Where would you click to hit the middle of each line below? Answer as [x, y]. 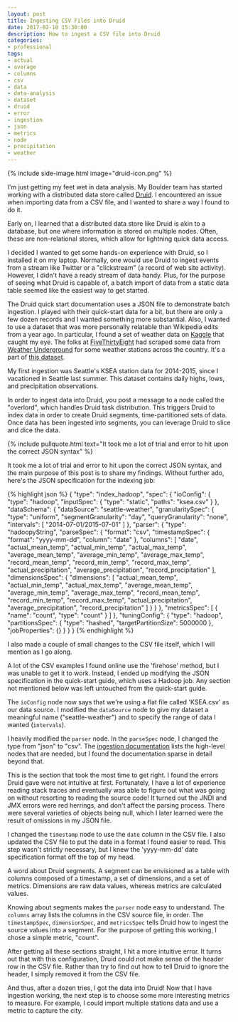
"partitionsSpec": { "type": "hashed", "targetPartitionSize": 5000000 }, [110, 623]
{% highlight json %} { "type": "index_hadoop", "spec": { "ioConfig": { [109, 494]
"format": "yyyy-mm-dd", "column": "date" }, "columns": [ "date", [103, 539]
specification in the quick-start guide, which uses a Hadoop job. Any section [119, 681]
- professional [30, 47]
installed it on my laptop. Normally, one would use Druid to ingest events [113, 260]
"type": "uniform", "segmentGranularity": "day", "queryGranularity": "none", [118, 517]
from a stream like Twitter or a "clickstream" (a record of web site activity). [117, 267]
